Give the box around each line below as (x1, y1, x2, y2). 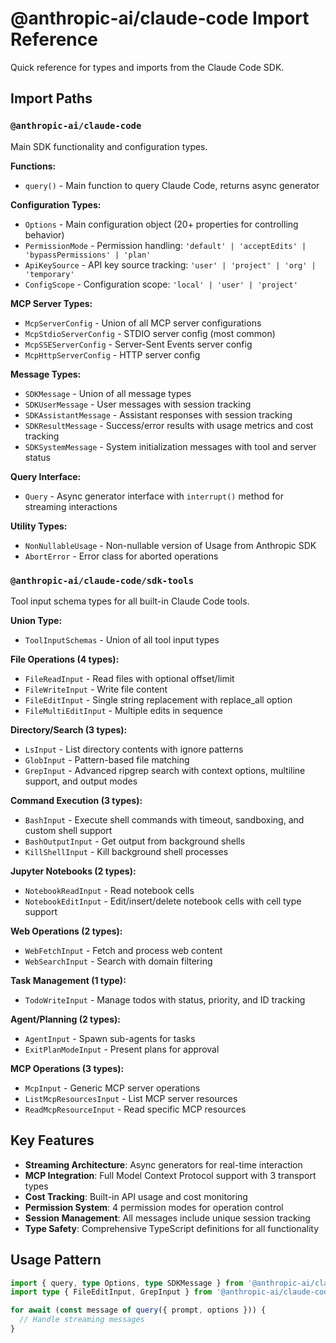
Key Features (10, 1132, 95, 1149)
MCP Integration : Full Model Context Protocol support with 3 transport (24, 1169, 317, 1181)
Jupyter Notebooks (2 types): (10, 865, 137, 877)
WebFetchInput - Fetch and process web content (24, 944, 223, 956)
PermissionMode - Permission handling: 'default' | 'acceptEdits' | (24, 239, 307, 251)
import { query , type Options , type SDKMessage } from (10, 1278, 244, 1288)
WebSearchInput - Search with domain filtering (24, 955, 213, 967)
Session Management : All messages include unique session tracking (24, 1212, 311, 1224)
